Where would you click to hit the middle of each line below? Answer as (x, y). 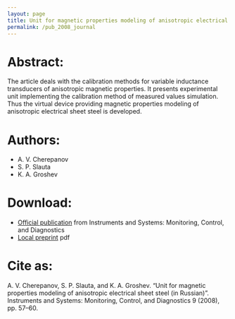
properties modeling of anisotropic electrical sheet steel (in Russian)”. (108, 293)
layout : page (26, 14)
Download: (40, 203)
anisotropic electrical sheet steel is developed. (75, 112)
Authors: (34, 140)
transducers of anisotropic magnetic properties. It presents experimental (113, 89)
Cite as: (30, 266)
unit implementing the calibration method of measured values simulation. (113, 97)
